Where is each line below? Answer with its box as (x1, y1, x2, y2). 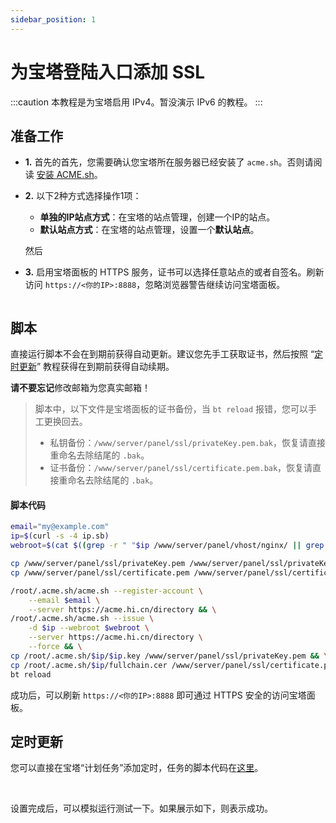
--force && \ (28, 642, 83, 652)
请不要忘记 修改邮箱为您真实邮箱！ (10, 382, 151, 394)
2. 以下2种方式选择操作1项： (24, 190, 142, 202)
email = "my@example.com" (10, 522, 110, 532)
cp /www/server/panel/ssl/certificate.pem (10, 567, 190, 578)
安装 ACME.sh (36, 169, 95, 181)
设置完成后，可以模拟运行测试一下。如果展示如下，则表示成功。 (10, 802, 273, 815)
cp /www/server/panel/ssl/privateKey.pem (10, 559, 186, 569)
